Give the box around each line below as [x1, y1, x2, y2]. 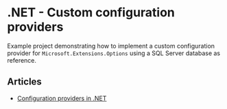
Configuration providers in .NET [16, 94, 107, 102]
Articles [7, 76, 43, 88]
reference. [7, 56, 36, 64]
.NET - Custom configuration [7, 5, 175, 20]
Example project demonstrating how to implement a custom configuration [7, 42, 215, 50]
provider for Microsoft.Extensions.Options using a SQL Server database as [7, 49, 221, 57]
